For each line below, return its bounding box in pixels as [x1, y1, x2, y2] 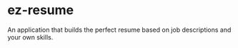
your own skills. [7, 32, 54, 41]
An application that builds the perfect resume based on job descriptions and [7, 25, 232, 34]
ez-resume [7, 2, 74, 18]
